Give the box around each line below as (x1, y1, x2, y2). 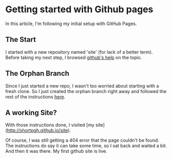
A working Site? (5, 108, 58, 117)
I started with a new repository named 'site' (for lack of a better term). (5, 49, 153, 55)
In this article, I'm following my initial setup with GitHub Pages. (5, 20, 137, 27)
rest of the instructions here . (5, 94, 66, 100)
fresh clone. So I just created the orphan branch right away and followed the (5, 88, 167, 94)
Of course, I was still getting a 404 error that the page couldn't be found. (5, 137, 159, 144)
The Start (5, 35, 36, 44)
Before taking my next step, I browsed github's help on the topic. (5, 54, 142, 60)
